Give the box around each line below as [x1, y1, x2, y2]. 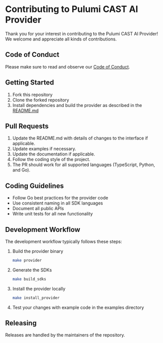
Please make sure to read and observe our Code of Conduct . [5, 63, 131, 69]
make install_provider [12, 295, 60, 300]
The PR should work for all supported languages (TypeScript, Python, [12, 161, 156, 168]
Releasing [5, 319, 37, 327]
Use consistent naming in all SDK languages [12, 200, 103, 206]
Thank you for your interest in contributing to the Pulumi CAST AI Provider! [5, 30, 159, 36]
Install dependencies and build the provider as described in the [12, 102, 142, 108]
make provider [12, 258, 42, 263]
